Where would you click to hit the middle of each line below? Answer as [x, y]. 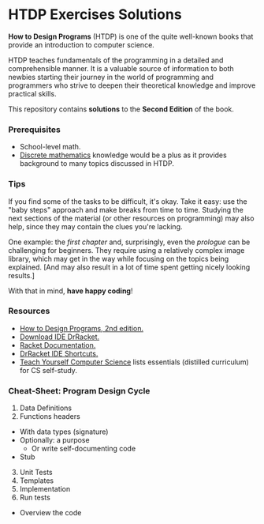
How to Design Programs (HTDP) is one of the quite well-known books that [131, 36]
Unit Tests [36, 473]
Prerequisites [34, 130]
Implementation [45, 489]
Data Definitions [46, 408]
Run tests [35, 498]
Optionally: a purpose [54, 440]
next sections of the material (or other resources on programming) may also [131, 218]
